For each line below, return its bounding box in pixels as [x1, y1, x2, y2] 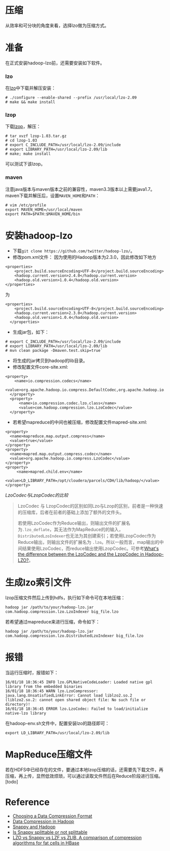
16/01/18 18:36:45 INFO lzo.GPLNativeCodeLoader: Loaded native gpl [5, 679, 153, 684]
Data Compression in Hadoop [12, 819, 74, 825]
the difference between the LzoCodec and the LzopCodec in [17, 551, 144, 557]
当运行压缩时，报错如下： [5, 669, 59, 675]
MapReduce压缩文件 [5, 748, 93, 760]
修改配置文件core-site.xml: [12, 364, 68, 370]
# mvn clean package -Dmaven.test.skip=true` [5, 348, 103, 353]
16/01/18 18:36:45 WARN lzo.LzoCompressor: [5, 689, 99, 694]
